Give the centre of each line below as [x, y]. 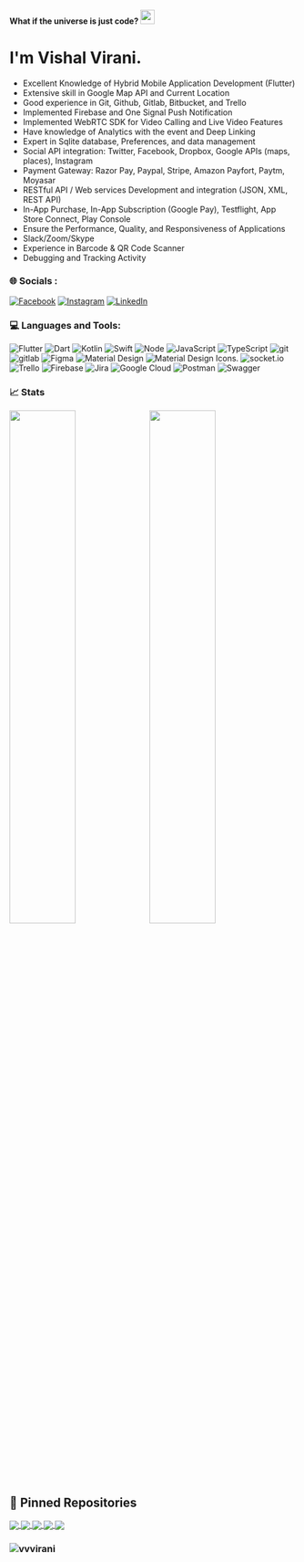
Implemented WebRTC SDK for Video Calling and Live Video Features [153, 121]
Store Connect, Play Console [76, 219]
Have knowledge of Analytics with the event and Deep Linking [139, 131]
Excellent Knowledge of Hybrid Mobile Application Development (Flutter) [159, 83]
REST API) [42, 199]
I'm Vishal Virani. [76, 58]
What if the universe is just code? [74, 21]
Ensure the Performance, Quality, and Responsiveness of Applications [154, 228]
